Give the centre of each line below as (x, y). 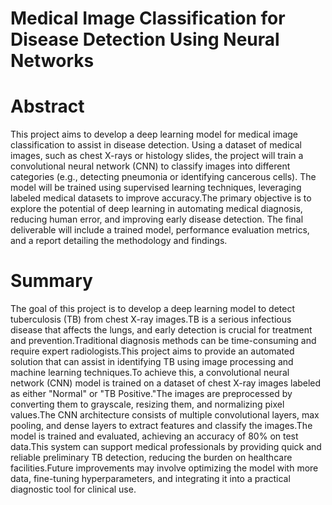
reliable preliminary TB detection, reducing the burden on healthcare (151, 458)
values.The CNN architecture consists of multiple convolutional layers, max (165, 415)
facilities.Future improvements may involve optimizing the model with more (164, 468)
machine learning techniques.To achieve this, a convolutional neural (150, 373)
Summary (51, 281)
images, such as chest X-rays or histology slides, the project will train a (157, 156)
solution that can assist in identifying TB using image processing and (152, 362)
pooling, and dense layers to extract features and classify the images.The (161, 426)
